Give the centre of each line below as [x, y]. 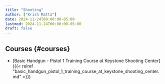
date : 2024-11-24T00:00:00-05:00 [40, 19]
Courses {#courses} [38, 49]
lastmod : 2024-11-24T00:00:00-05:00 [43, 24]
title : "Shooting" [24, 10]
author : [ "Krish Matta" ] [31, 14]
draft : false [19, 28]
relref [28, 66]
